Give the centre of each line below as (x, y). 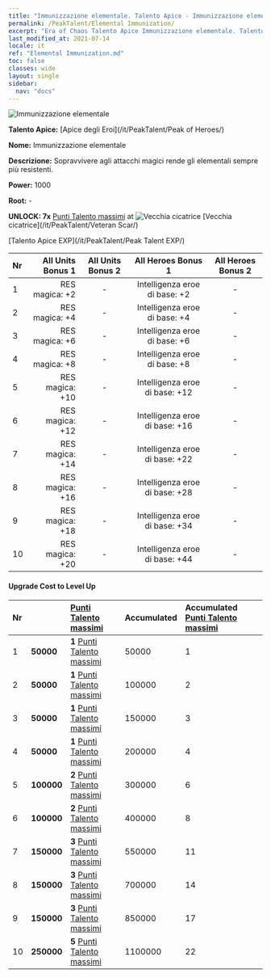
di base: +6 (169, 341)
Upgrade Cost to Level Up (52, 586)
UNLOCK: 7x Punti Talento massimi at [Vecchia (120, 217)
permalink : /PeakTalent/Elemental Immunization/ (92, 23)
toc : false (27, 61)
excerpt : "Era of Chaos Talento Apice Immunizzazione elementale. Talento (137, 31)
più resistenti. (31, 170)
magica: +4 (54, 318)
